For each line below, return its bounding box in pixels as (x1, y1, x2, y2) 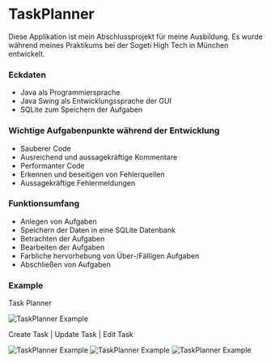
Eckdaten (8, 69, 47, 80)
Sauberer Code (19, 143, 71, 153)
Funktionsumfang (8, 198, 80, 209)
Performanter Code (19, 160, 85, 170)
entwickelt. (8, 49, 45, 58)
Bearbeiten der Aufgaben (19, 242, 105, 252)
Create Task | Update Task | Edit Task (8, 330, 133, 340)
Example (8, 280, 44, 291)
